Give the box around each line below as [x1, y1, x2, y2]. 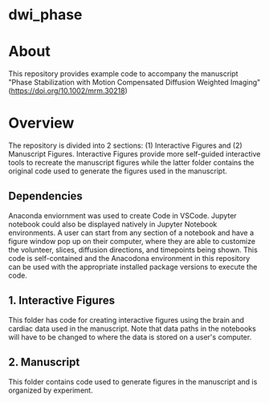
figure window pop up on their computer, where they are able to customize [8, 236, 255, 246]
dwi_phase [8, 6, 83, 24]
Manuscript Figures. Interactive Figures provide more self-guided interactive [8, 149, 261, 159]
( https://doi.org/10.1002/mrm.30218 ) [8, 86, 128, 96]
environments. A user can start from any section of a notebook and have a [8, 227, 255, 238]
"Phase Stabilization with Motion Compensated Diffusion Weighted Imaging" [8, 78, 261, 88]
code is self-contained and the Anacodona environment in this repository [8, 253, 251, 263]
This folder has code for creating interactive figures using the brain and [8, 315, 245, 324]
